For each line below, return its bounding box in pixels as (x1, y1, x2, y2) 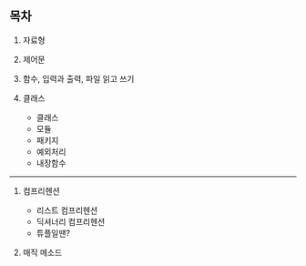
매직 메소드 (22, 247, 63, 258)
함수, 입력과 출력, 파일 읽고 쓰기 (22, 73, 135, 84)
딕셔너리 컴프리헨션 (36, 216, 106, 227)
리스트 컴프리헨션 (36, 204, 98, 216)
